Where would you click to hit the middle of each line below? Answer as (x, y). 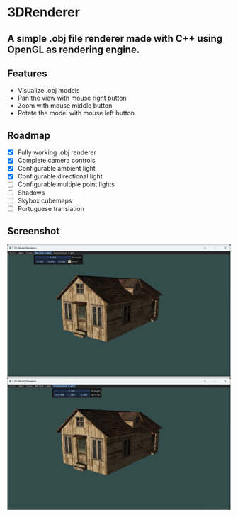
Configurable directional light (60, 176)
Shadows (31, 193)
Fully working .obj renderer (57, 152)
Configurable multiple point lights (66, 184)
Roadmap (29, 135)
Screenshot (34, 231)
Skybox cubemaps (45, 200)
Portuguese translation (51, 208)
